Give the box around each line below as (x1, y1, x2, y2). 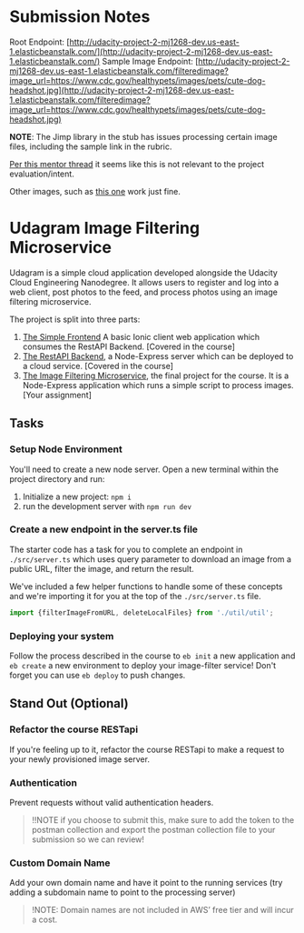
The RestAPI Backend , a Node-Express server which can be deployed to (22, 350, 294, 361)
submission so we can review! (31, 834, 145, 845)
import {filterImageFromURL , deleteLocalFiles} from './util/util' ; (9, 607, 274, 617)
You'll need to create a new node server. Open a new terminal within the (9, 464, 279, 475)
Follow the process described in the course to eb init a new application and (9, 650, 296, 661)
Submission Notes (9, 6, 151, 27)
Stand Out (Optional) (9, 696, 129, 711)
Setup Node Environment (9, 443, 123, 456)
